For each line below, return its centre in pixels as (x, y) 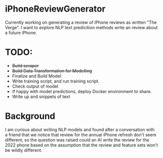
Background (30, 116)
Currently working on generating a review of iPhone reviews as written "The (81, 22)
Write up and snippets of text (41, 96)
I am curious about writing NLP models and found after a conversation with (80, 129)
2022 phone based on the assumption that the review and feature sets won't (81, 145)
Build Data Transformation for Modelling (52, 71)
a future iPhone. (21, 32)
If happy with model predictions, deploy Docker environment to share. (82, 91)
